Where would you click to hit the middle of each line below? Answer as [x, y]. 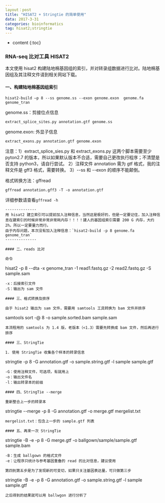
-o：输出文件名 [19, 377]
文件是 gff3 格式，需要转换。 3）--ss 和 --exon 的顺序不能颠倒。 [76, 170]
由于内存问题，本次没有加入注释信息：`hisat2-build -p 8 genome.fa [70, 231]
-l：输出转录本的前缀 [24, 382]
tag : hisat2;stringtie [29, 29]
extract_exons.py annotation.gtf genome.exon [53, 141]
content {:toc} [27, 43]
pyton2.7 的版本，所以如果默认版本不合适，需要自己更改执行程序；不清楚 [80, 157]
